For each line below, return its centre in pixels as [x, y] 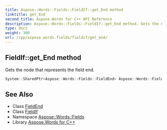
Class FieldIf [25, 112]
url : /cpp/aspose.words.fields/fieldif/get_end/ [56, 38]
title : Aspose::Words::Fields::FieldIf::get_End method [64, 10]
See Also [19, 94]
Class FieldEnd [28, 106]
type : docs [16, 28]
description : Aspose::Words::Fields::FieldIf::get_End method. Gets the [82, 24]
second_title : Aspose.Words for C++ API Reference [59, 19]
